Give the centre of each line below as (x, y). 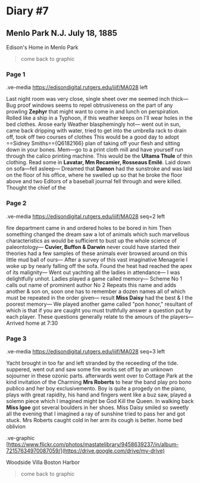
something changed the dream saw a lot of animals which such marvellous (98, 234)
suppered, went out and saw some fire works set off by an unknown (90, 369)
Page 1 (16, 74)
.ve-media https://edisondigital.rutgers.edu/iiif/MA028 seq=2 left (85, 216)
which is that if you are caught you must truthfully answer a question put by (99, 310)
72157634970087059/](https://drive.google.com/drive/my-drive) (85, 450)
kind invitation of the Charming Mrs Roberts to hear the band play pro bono (99, 382)
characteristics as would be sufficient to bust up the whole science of (91, 241)
